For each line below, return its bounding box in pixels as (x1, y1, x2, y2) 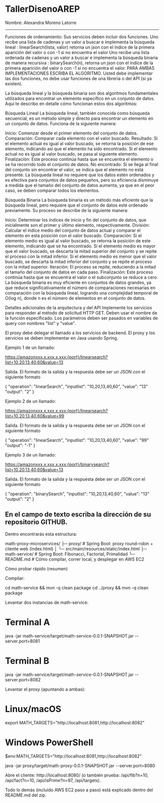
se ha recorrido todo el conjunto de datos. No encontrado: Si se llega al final (5, 161, 159, 167)
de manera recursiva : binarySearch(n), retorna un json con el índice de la (5, 60, 153, 66)
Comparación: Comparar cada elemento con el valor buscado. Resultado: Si (5, 135, 158, 141)
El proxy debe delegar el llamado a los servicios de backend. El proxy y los (5, 330, 155, 336)
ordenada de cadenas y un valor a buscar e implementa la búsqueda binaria (5, 54, 158, 60)
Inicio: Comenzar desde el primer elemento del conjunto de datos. (5, 130, 138, 136)
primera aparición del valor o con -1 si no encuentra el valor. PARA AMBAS (5, 65, 155, 71)
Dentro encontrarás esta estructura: (5, 531, 77, 537)
